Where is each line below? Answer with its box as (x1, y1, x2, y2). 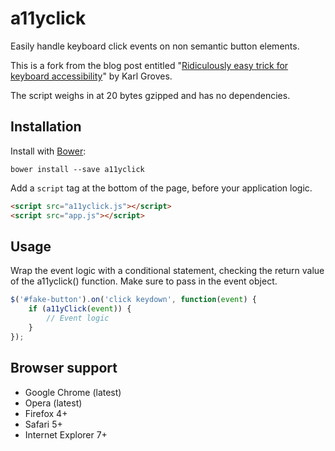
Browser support (10, 360, 118, 377)
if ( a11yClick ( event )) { (28, 304, 132, 314)
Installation (10, 118, 82, 136)
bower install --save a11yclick (10, 164, 145, 174)
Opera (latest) (24, 397, 83, 409)
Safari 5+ (24, 418, 63, 430)
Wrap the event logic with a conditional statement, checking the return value (10, 265, 325, 277)
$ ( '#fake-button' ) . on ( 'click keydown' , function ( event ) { (10, 295, 257, 305)
